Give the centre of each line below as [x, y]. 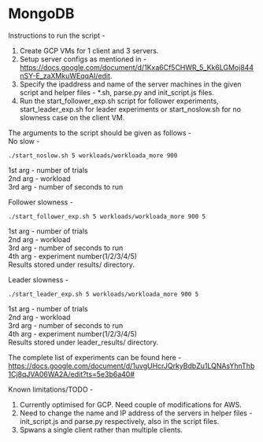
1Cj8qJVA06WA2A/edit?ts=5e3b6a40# [72, 374]
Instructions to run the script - [57, 35]
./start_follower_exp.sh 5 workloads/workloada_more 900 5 [107, 216]
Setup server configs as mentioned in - [83, 59]
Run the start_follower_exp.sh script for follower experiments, [119, 101]
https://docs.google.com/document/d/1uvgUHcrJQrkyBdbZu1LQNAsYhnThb [131, 366]
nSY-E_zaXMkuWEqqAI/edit [65, 76]
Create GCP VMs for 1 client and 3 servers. [89, 50]
